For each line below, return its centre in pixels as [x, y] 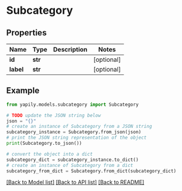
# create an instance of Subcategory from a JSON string [79, 127]
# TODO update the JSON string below [54, 115]
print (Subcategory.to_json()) [44, 144]
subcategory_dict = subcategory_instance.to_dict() [72, 160]
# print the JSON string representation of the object [77, 138]
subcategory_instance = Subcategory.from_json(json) [74, 132]
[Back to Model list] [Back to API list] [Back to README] [75, 182]
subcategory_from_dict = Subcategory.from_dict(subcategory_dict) [91, 171]
